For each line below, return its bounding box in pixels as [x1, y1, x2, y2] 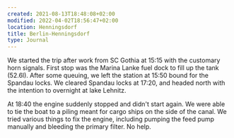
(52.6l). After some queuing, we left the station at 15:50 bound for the [7, 71, 209, 80]
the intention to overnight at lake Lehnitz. [7, 86, 127, 95]
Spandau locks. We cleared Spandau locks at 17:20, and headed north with [7, 79, 226, 87]
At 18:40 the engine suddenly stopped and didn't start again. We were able [7, 100, 226, 108]
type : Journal [7, 37, 49, 44]
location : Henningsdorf [7, 23, 78, 30]
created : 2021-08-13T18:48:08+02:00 [7, 10, 115, 18]
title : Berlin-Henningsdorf [7, 30, 90, 38]
